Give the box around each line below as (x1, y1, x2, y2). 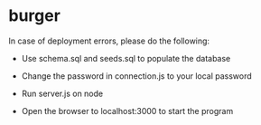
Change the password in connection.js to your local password (21, 70, 252, 82)
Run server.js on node (21, 88, 104, 99)
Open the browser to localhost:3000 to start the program (21, 105, 234, 116)
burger (8, 5, 61, 26)
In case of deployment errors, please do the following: (8, 35, 210, 46)
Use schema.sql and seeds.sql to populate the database (21, 53, 231, 63)
